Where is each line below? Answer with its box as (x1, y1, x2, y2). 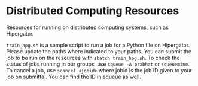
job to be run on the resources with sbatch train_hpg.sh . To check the (6, 54, 180, 61)
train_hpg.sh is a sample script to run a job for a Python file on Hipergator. (6, 42, 190, 49)
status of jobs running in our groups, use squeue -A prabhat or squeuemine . (6, 60, 190, 68)
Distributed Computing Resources (6, 4, 179, 18)
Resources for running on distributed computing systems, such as (6, 24, 169, 31)
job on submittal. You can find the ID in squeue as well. (6, 73, 142, 80)
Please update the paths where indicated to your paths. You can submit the (6, 47, 192, 55)
